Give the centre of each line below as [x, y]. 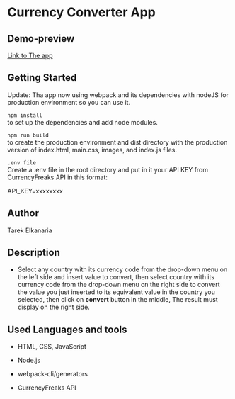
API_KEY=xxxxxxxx [35, 191]
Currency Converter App [81, 12]
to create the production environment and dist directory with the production [117, 142]
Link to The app [30, 55]
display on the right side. [53, 307]
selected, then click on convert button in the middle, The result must [117, 300]
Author [23, 213]
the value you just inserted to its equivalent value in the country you [116, 292]
